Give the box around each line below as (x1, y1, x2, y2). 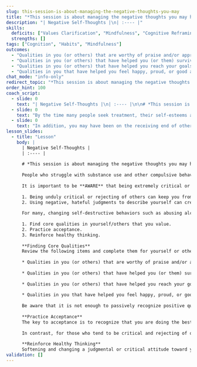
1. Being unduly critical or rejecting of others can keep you (21, 194, 180, 200)
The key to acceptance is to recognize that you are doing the (21, 319, 180, 325)
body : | (16, 139, 35, 145)
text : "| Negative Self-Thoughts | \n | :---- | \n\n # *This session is (16, 101, 191, 107)
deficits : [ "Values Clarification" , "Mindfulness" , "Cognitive (11, 30, 169, 36)
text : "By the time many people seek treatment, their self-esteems (16, 112, 188, 118)
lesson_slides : (6, 128, 43, 135)
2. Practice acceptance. (21, 226, 83, 232)
